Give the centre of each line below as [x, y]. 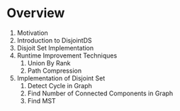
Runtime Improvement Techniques [67, 55]
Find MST [41, 100]
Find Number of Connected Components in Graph [100, 93]
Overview [36, 13]
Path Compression [55, 70]
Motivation [33, 33]
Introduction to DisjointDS [55, 40]
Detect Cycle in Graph [60, 85]
